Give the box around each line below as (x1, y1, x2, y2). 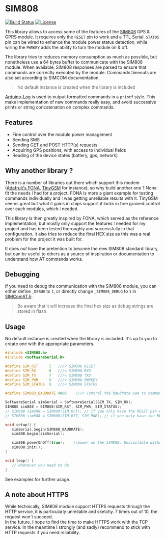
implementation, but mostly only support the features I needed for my (5, 220, 146, 226)
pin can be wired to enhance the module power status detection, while (5, 39, 148, 45)
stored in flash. (17, 308, 48, 314)
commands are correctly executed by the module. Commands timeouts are (5, 69, 157, 75)
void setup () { (5, 422, 36, 427)
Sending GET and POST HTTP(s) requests (12, 142, 98, 148)
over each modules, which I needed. (5, 206, 79, 212)
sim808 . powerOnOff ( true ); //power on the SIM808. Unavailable (11, 440, 148, 445)
